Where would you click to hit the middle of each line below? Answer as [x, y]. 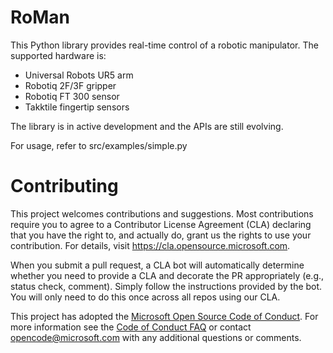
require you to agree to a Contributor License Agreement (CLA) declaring [161, 224]
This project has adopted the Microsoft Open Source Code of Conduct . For [164, 316]
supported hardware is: [58, 55]
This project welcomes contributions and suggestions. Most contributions [162, 213]
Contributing [64, 186]
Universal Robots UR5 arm [79, 75]
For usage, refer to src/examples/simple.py [99, 145]
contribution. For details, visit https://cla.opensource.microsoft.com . [150, 245]
